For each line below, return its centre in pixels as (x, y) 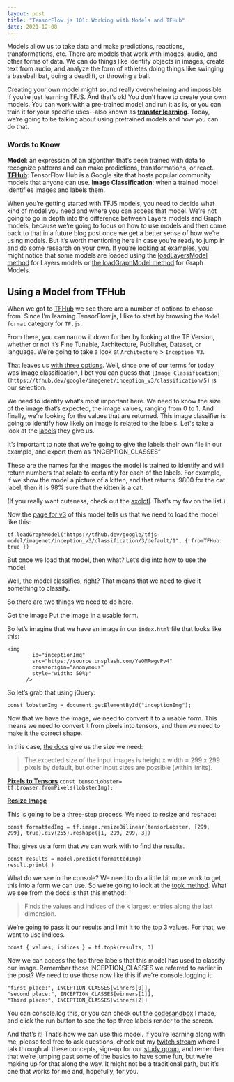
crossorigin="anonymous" (68, 667)
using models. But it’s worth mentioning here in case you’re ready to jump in (116, 240)
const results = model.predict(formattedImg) (74, 859)
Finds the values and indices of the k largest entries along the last (119, 906)
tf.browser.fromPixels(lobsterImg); (60, 788)
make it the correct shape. (45, 733)
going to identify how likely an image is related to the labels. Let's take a (110, 424)
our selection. (27, 387)
